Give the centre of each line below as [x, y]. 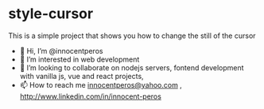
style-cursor [51, 14]
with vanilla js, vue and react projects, [82, 76]
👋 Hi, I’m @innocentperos [61, 51]
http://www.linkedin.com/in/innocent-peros [90, 96]
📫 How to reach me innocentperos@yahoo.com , [101, 85]
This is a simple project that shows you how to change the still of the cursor [132, 36]
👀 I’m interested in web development [80, 59]
